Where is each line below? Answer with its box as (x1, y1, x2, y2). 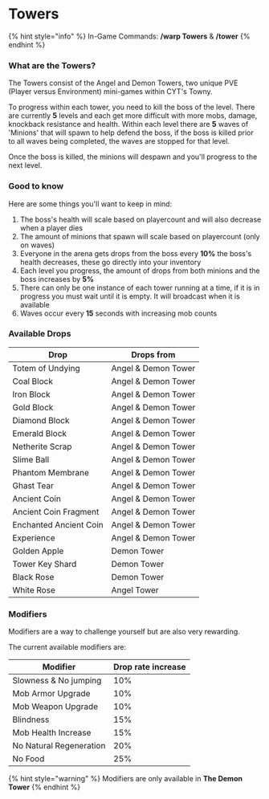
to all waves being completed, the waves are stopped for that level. (8, 137, 230, 146)
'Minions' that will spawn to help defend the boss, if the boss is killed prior (8, 128, 255, 137)
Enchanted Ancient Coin (12, 519, 104, 530)
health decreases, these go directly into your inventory (19, 257, 202, 267)
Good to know (8, 181, 64, 192)
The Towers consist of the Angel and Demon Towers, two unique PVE (8, 78, 238, 88)
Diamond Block (12, 414, 70, 426)
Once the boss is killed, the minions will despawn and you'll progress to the (8, 152, 258, 161)
